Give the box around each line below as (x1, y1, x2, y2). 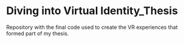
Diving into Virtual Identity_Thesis (6, 4, 178, 18)
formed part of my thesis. (6, 29, 69, 37)
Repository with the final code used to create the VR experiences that (6, 24, 178, 31)
